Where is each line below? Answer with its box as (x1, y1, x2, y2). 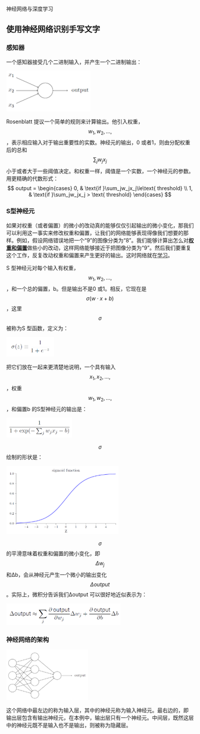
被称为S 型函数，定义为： (6, 325, 68, 332)
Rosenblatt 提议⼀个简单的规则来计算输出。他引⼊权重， (6, 118, 143, 125)
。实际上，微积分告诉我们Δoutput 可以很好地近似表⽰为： (6, 591, 148, 598)
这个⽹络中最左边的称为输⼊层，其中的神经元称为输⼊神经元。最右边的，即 (6, 707, 189, 714)
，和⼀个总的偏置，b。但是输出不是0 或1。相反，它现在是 (6, 285, 147, 293)
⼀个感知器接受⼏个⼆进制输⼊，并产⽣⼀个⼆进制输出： (6, 58, 142, 66)
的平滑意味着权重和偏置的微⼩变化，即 (6, 550, 100, 557)
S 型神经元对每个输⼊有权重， (6, 264, 79, 271)
